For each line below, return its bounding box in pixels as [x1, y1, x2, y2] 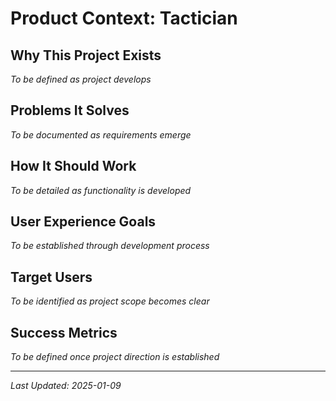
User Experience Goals [10, 213, 157, 231]
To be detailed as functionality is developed [10, 184, 192, 196]
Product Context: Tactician [10, 7, 238, 30]
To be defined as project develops [10, 73, 152, 85]
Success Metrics [10, 324, 118, 341]
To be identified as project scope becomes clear [10, 295, 210, 307]
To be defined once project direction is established [10, 351, 220, 363]
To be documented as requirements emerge [10, 128, 192, 141]
